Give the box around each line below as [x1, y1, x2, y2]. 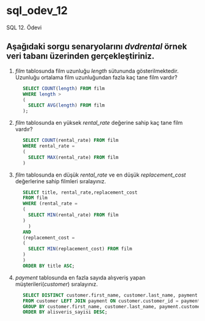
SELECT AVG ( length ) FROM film [28, 102, 105, 108]
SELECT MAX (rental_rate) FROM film [28, 154, 119, 160]
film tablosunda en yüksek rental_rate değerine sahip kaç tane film [15, 119, 183, 127]
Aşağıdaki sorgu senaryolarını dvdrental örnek [6, 41, 187, 52]
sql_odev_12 [6, 4, 68, 18]
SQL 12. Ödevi [6, 24, 42, 31]
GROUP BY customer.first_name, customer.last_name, [22, 303, 157, 309]
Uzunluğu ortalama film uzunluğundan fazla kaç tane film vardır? [15, 74, 178, 81]
